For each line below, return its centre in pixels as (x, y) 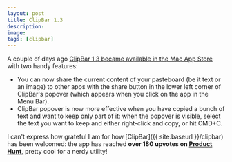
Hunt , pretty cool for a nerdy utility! (57, 152)
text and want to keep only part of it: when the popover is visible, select (119, 116)
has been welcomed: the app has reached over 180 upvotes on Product (110, 144)
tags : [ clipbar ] (30, 39)
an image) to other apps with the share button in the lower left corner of (119, 87)
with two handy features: (42, 66)
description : (26, 26)
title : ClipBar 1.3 (35, 20)
